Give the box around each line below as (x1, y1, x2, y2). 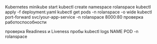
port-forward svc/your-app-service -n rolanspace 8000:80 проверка (5, 14, 143, 20)
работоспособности (5, 19, 47, 25)
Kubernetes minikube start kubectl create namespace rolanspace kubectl (5, 4, 151, 10)
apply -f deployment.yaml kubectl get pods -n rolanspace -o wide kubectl (5, 9, 152, 15)
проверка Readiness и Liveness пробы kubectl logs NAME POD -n (5, 29, 139, 34)
